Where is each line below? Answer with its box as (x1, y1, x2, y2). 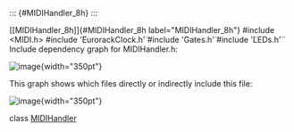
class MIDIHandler (9, 113, 78, 123)
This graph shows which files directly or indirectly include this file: (9, 78, 253, 88)
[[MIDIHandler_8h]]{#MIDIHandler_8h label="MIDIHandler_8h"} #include (9, 25, 275, 35)
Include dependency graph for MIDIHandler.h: (9, 44, 179, 54)
